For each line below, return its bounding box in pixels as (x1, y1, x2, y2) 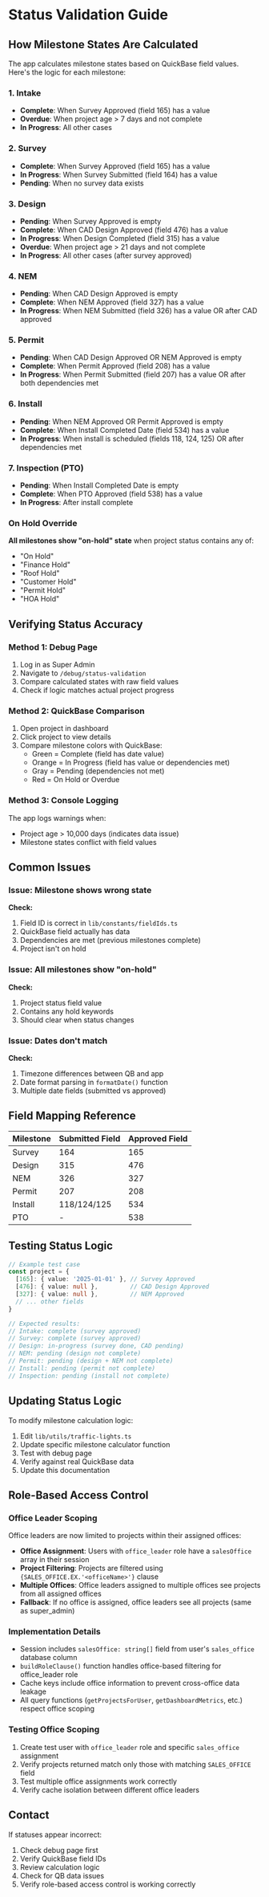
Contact (8, 1809, 50, 1822)
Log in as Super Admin (19, 660, 95, 670)
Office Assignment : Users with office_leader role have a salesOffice (19, 1546, 252, 1556)
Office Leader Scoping (8, 1512, 98, 1524)
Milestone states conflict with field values (19, 837, 158, 847)
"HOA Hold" (19, 594, 60, 604)
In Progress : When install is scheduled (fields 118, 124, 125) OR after (19, 434, 244, 443)
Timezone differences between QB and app (19, 1068, 164, 1078)
